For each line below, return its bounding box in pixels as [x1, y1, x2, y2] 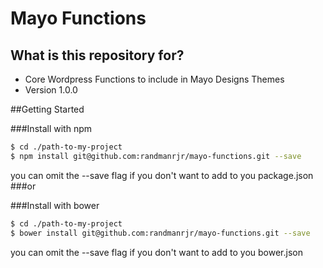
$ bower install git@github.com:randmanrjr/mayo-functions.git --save [10, 228, 311, 238]
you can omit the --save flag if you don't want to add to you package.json [10, 169, 314, 181]
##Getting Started [10, 103, 85, 115]
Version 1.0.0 [24, 84, 78, 96]
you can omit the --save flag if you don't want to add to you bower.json [10, 246, 303, 258]
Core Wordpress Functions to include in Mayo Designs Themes [24, 73, 285, 85]
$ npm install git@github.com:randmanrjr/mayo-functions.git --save [10, 151, 302, 161]
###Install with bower [10, 199, 100, 211]
